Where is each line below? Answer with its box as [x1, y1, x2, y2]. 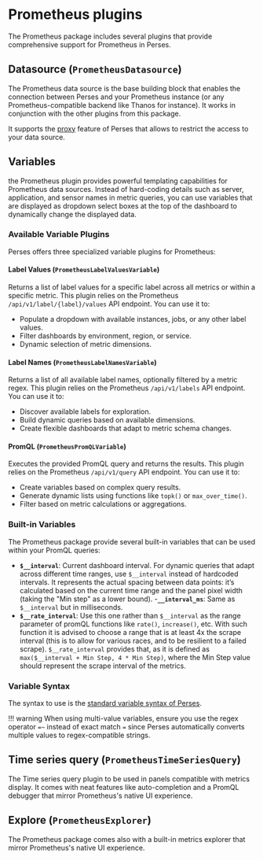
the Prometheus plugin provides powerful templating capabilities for [8, 175, 228, 186]
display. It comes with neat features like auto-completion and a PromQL [8, 782, 239, 792]
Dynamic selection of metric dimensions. [19, 340, 152, 349]
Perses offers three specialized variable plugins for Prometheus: [8, 246, 216, 257]
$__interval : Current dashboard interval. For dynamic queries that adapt [19, 560, 255, 570]
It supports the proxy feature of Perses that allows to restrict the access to [8, 124, 249, 133]
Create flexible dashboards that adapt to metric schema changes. [19, 423, 232, 434]
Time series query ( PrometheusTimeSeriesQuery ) [8, 753, 241, 766]
